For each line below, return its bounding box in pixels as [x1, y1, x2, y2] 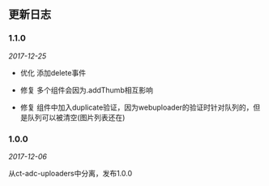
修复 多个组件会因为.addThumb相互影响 [19, 84, 154, 95]
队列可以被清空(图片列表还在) [27, 112, 126, 122]
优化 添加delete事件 [19, 67, 87, 77]
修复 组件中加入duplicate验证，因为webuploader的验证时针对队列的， [19, 102, 254, 112]
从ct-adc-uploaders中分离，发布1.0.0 [8, 168, 133, 178]
